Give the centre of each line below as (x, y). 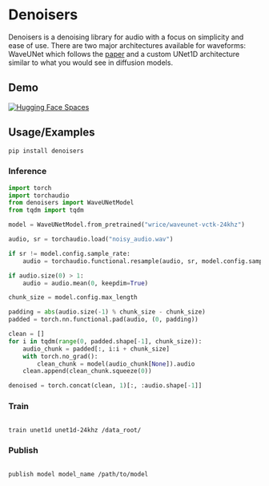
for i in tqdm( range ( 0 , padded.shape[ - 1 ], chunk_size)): (105, 341)
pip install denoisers (46, 151)
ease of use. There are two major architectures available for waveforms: (127, 45)
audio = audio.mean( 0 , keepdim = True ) (86, 283)
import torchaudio (39, 195)
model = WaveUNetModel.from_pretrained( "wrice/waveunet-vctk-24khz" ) (127, 225)
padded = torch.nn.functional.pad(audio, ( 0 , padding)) (103, 320)
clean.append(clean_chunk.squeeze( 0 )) (87, 371)
